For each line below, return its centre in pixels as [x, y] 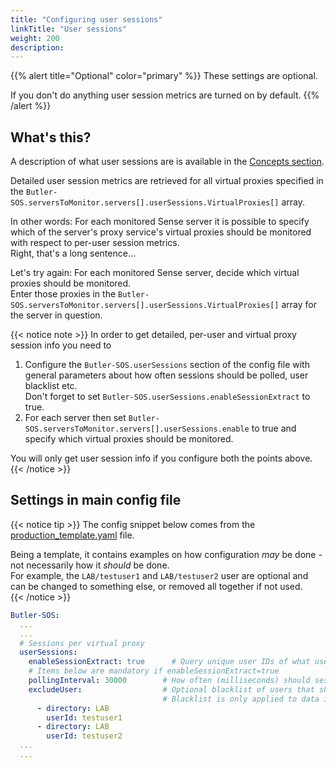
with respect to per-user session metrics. [95, 243]
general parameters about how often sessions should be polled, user [166, 375]
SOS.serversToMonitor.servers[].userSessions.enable [137, 429]
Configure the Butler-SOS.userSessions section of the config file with [167, 365]
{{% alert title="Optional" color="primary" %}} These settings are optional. [164, 76]
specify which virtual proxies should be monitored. [129, 439]
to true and [274, 428]
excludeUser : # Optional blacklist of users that [171, 689]
